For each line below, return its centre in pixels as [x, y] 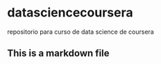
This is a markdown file [58, 53]
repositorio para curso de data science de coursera [80, 32]
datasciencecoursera [70, 13]
